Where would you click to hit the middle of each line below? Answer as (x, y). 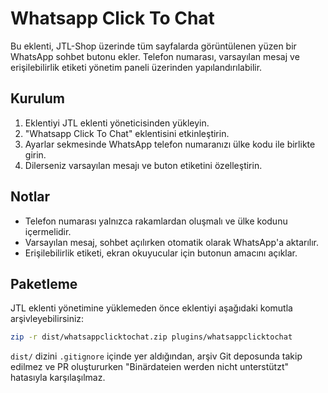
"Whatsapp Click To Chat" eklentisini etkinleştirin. (127, 133)
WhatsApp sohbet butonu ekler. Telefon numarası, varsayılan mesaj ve (155, 56)
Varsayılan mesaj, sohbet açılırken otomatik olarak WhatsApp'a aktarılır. (172, 242)
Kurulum (38, 98)
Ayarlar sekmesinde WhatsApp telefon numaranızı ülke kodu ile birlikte (170, 144)
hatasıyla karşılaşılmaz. (58, 378)
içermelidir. (48, 231)
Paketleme (44, 283)
